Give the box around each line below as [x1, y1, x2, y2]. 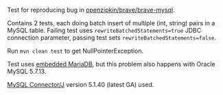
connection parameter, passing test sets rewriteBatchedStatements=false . [7, 33, 216, 42]
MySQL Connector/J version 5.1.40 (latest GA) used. [7, 81, 154, 88]
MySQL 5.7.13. [7, 68, 47, 75]
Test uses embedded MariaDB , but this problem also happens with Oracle [7, 60, 215, 68]
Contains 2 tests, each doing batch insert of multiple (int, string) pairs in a [7, 19, 215, 27]
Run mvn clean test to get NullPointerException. [7, 47, 144, 55]
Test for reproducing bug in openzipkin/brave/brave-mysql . [7, 6, 175, 14]
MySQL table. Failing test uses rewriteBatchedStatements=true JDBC [7, 27, 202, 34]
